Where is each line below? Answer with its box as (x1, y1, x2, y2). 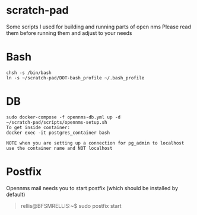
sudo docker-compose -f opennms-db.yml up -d (6, 114, 120, 120)
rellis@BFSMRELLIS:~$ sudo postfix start (20, 202, 122, 209)
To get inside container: (6, 124, 70, 130)
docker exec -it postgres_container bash (6, 130, 110, 136)
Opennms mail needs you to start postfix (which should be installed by (6, 184, 179, 191)
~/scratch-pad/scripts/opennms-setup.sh (6, 119, 108, 125)
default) (6, 191, 26, 198)
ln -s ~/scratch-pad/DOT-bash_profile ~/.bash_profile (6, 75, 145, 81)
